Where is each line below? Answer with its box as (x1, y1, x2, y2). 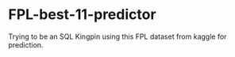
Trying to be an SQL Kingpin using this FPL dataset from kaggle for (8, 32, 227, 41)
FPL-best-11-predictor (8, 6, 156, 24)
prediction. (8, 40, 44, 49)
